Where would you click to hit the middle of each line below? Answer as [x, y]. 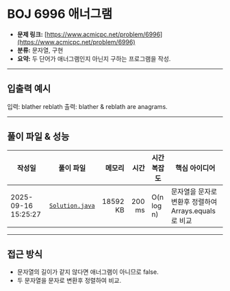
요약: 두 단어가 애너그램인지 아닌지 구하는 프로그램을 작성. [94, 58]
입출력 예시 [29, 89]
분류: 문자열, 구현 [40, 50]
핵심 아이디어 [195, 168]
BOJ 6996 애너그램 [60, 14]
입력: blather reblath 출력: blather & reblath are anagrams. [87, 106]
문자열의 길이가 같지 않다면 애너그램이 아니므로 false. [88, 272]
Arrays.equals [193, 211]
